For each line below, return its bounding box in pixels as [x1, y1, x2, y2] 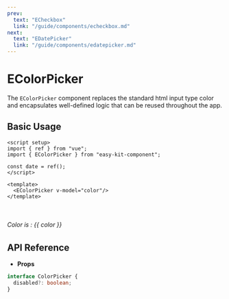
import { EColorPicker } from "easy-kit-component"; [7, 151, 161, 158]
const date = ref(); [7, 163, 67, 170]
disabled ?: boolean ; [13, 280, 72, 287]
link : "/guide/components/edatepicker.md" [13, 42, 136, 49]
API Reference [7, 242, 70, 253]
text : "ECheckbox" [13, 16, 67, 23]
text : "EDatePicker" [13, 36, 72, 42]
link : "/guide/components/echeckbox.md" [13, 23, 130, 29]
